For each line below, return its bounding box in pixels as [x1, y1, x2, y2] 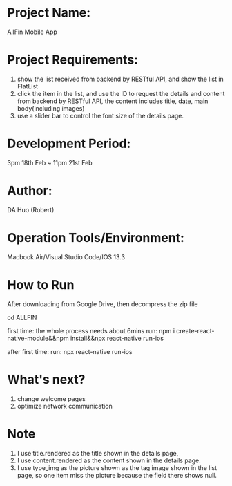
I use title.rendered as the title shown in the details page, [17, 449, 179, 457]
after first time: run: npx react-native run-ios [7, 347, 133, 355]
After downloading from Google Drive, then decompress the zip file [7, 299, 198, 308]
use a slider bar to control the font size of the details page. [17, 111, 184, 120]
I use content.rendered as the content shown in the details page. [17, 456, 202, 465]
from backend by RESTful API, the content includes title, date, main [17, 97, 209, 105]
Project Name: [7, 5, 91, 21]
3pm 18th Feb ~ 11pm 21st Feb [7, 158, 93, 167]
